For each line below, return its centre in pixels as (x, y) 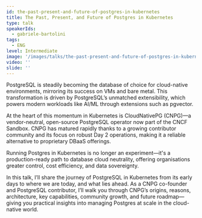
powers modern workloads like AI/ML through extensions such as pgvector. (100, 104)
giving (14, 203)
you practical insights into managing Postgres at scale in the (97, 203)
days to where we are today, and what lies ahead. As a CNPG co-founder (97, 184)
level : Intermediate (32, 51)
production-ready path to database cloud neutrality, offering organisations (98, 160)
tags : (13, 40)
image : (14, 57)
